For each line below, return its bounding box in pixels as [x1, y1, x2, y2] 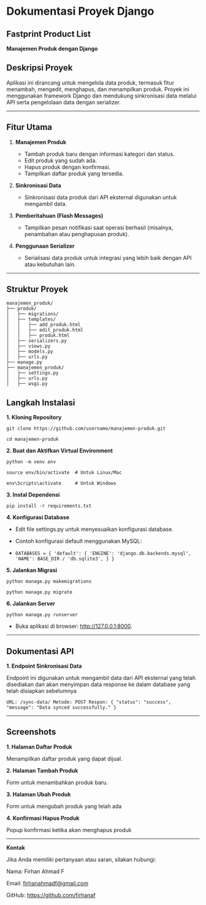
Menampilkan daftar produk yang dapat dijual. [6, 755, 123, 762]
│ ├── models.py [6, 348, 53, 355]
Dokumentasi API [6, 646, 74, 657]
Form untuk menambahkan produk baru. [6, 779, 109, 786]
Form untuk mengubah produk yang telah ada [6, 802, 122, 810]
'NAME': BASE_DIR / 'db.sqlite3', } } [15, 556, 115, 562]
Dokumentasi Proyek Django [6, 4, 154, 18]
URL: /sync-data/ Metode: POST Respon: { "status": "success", [6, 699, 172, 706]
